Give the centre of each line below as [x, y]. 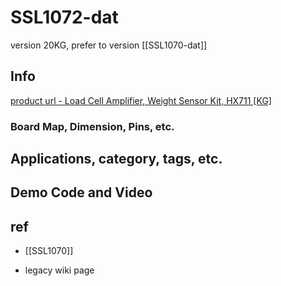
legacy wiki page [59, 270]
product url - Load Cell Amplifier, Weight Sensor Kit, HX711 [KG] [141, 100]
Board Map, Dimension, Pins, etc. [92, 126]
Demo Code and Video [81, 192]
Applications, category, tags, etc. [116, 159]
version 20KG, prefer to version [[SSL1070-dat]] [109, 45]
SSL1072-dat [64, 17]
